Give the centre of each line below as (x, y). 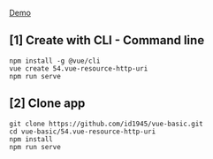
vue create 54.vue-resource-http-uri (79, 68)
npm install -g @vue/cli (55, 61)
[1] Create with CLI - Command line (107, 40)
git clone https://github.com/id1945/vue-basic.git (106, 124)
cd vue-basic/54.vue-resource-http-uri (83, 132)
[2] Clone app (47, 104)
